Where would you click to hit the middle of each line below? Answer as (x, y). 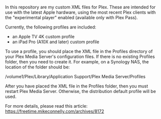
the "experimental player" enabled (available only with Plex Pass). (72, 17)
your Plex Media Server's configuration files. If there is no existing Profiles (80, 57)
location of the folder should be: (38, 67)
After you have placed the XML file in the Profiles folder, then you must (77, 86)
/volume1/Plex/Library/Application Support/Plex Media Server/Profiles (75, 76)
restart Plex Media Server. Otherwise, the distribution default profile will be (80, 91)
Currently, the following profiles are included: (51, 27)
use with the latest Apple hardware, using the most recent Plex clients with (80, 12)
